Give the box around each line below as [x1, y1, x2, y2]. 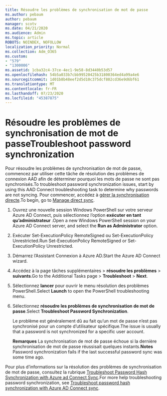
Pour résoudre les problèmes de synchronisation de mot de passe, [5, 165, 142, 171]
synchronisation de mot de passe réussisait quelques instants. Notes [12, 344, 154, 350]
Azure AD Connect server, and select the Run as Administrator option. [12, 223, 158, 229]
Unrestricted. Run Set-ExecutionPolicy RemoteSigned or [12, 238, 127, 244]
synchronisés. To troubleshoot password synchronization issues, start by [5, 181, 154, 187]
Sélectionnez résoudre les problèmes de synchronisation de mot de [12, 303, 155, 309]
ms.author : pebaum [5, 12, 43, 17]
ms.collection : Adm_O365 [5, 49, 57, 54]
